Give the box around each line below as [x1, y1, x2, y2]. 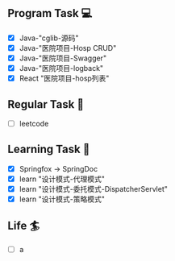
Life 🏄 [7, 219, 40, 233]
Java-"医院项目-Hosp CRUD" [19, 43, 117, 52]
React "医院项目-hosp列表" [19, 73, 110, 83]
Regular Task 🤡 [7, 97, 85, 111]
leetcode [19, 118, 49, 128]
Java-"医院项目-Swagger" [19, 53, 106, 63]
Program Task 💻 [7, 6, 93, 20]
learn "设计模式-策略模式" [19, 194, 106, 204]
